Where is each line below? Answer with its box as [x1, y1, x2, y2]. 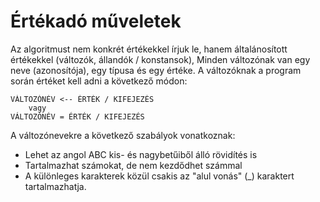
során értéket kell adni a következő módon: [10, 75, 188, 87]
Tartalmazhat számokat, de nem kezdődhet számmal [24, 159, 243, 171]
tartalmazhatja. [24, 180, 87, 192]
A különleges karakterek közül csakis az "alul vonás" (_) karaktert [24, 170, 295, 182]
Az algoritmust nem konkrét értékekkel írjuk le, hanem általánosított [10, 43, 288, 55]
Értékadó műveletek [10, 10, 182, 33]
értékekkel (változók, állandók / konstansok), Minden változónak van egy [10, 53, 311, 65]
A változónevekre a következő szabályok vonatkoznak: [10, 129, 236, 141]
